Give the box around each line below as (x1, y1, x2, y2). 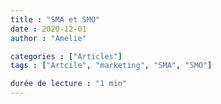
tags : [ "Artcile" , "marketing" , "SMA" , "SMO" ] (10, 61, 213, 71)
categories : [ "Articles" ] (10, 51, 123, 61)
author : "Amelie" (10, 33, 87, 43)
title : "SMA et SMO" (10, 14, 101, 25)
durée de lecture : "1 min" (10, 79, 128, 89)
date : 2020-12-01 (10, 24, 87, 34)
